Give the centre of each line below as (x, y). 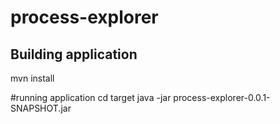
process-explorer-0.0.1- (222, 97)
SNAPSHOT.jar (41, 108)
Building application (74, 54)
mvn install (32, 78)
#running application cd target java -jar (91, 97)
